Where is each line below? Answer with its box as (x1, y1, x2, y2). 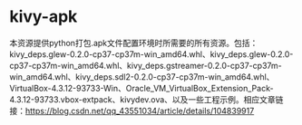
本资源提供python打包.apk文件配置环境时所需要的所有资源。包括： (9, 37, 258, 48)
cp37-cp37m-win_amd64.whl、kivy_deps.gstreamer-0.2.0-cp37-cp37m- (9, 60, 283, 71)
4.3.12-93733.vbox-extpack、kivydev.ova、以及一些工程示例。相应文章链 (9, 93, 284, 105)
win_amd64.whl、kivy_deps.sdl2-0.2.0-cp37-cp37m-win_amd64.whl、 (9, 71, 275, 82)
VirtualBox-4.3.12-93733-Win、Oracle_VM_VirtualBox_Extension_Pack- (9, 82, 274, 93)
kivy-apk (9, 6, 78, 27)
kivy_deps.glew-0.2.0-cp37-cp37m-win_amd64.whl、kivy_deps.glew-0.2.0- (9, 48, 294, 60)
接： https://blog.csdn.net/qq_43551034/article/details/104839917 (9, 105, 255, 116)
